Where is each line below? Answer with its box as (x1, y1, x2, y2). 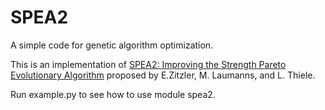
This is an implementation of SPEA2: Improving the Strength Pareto (10, 58, 287, 70)
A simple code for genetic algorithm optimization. (10, 39, 214, 51)
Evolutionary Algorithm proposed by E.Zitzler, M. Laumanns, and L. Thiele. (10, 69, 316, 81)
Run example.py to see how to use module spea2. (10, 88, 216, 100)
